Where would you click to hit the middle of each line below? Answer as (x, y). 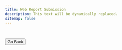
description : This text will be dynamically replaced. (61, 14)
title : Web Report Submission (36, 9)
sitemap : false (20, 18)
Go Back (15, 42)
